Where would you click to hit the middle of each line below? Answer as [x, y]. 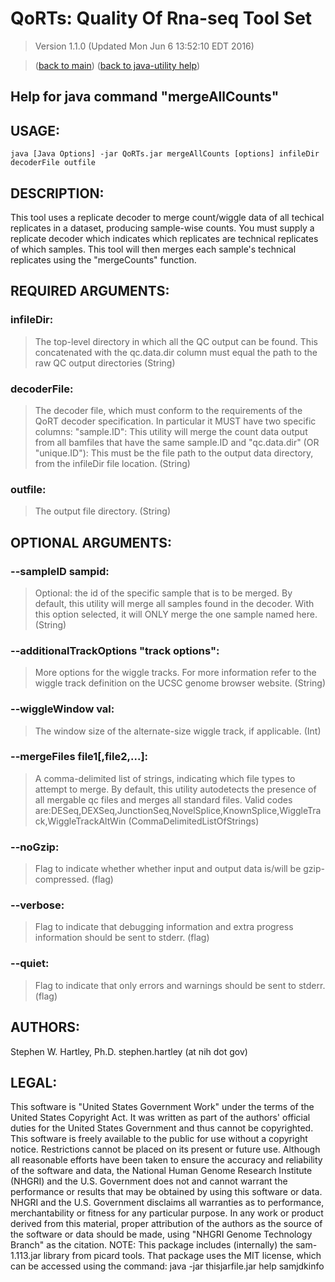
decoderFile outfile [53, 163]
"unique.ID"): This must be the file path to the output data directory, [174, 453]
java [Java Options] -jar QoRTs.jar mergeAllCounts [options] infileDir [165, 154]
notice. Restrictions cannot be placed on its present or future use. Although [165, 1149]
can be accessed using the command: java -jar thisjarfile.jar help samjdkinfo [167, 1266]
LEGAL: [34, 1082]
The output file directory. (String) [103, 511]
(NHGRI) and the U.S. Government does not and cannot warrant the [149, 1181]
